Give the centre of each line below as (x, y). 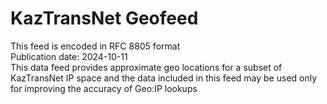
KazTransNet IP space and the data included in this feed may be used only (164, 78)
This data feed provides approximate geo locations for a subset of (146, 67)
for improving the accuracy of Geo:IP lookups (104, 88)
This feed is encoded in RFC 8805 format (95, 46)
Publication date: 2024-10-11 (69, 56)
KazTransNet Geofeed (104, 18)
